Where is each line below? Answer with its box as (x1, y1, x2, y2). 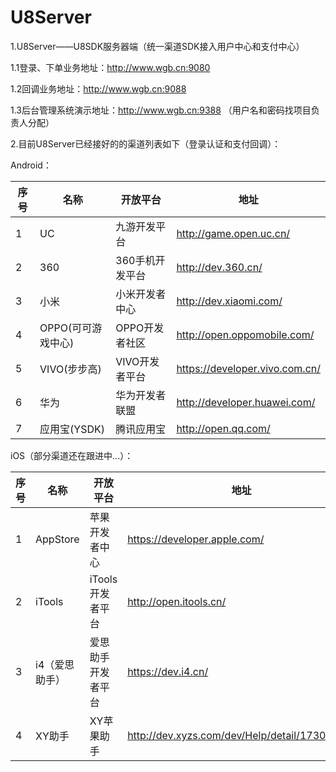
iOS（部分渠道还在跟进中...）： (10, 449, 134, 461)
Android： (10, 159, 52, 171)
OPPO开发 (115, 321, 165, 335)
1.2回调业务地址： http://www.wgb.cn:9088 (10, 82, 187, 95)
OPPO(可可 (39, 321, 93, 335)
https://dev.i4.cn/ (127, 664, 209, 678)
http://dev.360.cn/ (176, 260, 263, 274)
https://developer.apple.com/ (127, 532, 265, 546)
